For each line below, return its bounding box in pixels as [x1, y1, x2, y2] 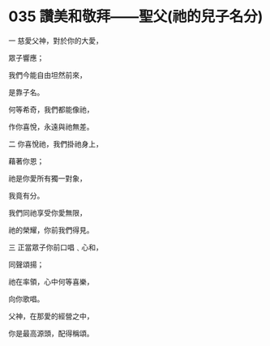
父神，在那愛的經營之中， [8, 311, 94, 321]
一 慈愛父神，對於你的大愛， [8, 36, 103, 45]
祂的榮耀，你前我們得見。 [8, 224, 94, 235]
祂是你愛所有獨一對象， [8, 173, 87, 183]
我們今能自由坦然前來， [8, 70, 87, 79]
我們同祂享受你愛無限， [8, 207, 87, 217]
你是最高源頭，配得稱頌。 [8, 328, 94, 338]
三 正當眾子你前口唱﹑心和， [8, 242, 103, 252]
